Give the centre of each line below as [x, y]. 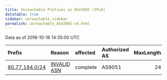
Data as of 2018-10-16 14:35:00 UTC [42, 38]
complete [86, 67]
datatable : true [22, 14]
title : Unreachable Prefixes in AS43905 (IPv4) [55, 10]
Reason [60, 53]
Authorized [115, 50]
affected [85, 53]
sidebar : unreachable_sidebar [37, 19]
